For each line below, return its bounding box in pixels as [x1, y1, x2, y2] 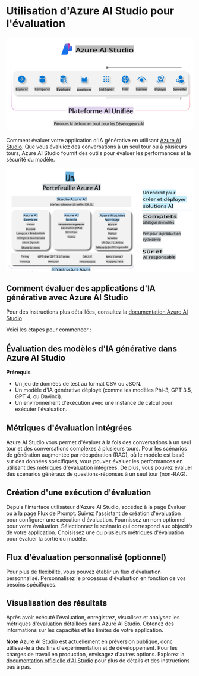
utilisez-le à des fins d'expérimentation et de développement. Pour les [6, 644, 178, 652]
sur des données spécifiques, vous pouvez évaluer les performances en [6, 457, 183, 464]
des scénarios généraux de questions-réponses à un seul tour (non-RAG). [6, 470, 188, 477]
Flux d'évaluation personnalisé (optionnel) [6, 553, 166, 563]
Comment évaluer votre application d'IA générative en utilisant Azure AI [6, 137, 181, 144]
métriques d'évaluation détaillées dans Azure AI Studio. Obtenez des [6, 620, 174, 627]
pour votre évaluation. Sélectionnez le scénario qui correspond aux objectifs [6, 522, 193, 529]
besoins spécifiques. [6, 581, 58, 588]
